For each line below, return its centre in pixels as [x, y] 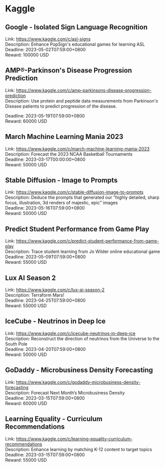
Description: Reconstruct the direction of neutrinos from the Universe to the [82, 339]
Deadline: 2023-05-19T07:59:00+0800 [45, 116]
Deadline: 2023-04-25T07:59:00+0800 [45, 300]
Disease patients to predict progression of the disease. [61, 106]
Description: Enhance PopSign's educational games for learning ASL [75, 44]
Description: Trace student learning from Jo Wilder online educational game [82, 251]
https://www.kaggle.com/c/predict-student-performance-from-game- [88, 241]
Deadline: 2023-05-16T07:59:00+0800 [45, 208]
